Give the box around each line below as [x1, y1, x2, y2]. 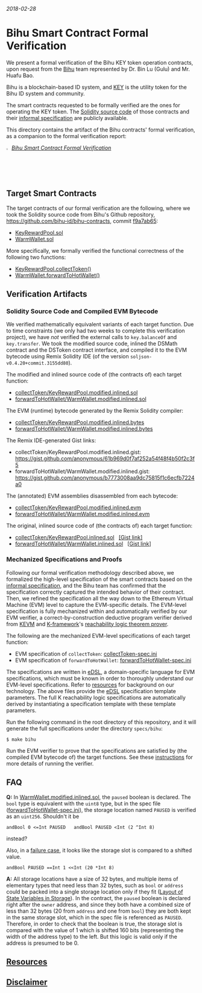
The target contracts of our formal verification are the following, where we [6, 205, 191, 212]
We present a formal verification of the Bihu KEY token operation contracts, [6, 59, 194, 66]
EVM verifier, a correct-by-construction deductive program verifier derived [6, 614, 192, 621]
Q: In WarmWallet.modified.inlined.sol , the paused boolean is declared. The [6, 793, 191, 801]
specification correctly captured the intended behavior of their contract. [6, 588, 185, 595]
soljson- [130, 354, 153, 360]
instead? [6, 835, 28, 842]
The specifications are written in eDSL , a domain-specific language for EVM [6, 668, 195, 675]
